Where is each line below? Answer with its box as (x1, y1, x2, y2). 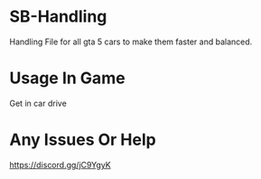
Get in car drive (9, 98, 68, 108)
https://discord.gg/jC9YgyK (9, 159, 111, 170)
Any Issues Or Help (9, 129, 156, 150)
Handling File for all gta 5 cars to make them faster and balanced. (9, 36, 253, 47)
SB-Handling (9, 6, 107, 27)
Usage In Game (9, 68, 126, 89)
